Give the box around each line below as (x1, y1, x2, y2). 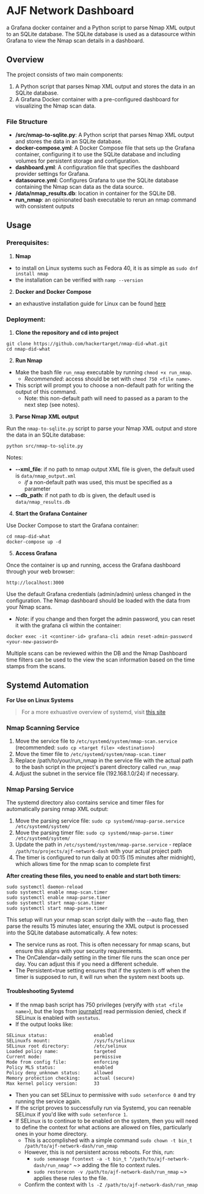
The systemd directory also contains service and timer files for (6, 799, 164, 806)
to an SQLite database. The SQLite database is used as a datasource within (6, 30, 195, 37)
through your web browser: (6, 568, 75, 575)
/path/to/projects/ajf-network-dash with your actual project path (15, 847, 182, 855)
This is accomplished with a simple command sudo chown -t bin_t (24, 1137, 192, 1144)
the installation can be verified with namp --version (15, 276, 144, 283)
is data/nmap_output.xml (15, 472, 76, 479)
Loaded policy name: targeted (6, 1048, 116, 1054)
